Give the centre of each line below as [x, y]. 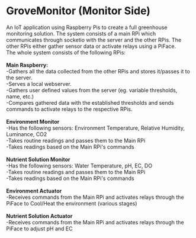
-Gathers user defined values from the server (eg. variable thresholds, [92, 90]
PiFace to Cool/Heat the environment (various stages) [72, 203]
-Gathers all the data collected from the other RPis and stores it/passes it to [98, 71]
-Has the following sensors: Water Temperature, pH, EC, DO [79, 165]
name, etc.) [20, 97]
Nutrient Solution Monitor [38, 159]
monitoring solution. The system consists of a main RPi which [81, 33]
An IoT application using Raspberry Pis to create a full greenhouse [87, 27]
